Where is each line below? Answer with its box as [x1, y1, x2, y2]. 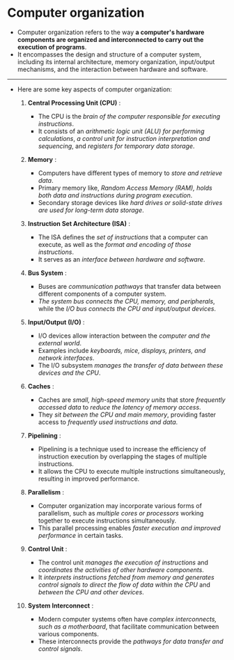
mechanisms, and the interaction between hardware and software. [17, 65, 208, 73]
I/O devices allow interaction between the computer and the [38, 331, 211, 340]
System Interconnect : [27, 601, 94, 610]
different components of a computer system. [38, 290, 167, 298]
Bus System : [27, 269, 68, 277]
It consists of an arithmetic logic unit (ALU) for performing [38, 127, 205, 135]
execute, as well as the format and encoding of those [38, 240, 192, 248]
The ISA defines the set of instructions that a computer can [38, 232, 208, 241]
